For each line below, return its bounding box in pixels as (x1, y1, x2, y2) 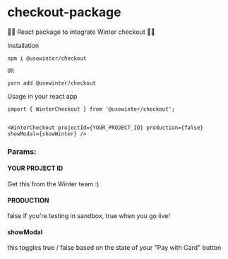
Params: (7, 146, 37, 156)
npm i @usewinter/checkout (7, 54, 87, 62)
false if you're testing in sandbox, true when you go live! (7, 212, 171, 220)
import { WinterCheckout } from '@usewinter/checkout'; (7, 105, 175, 113)
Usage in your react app (7, 92, 78, 100)
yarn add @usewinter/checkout (7, 79, 97, 87)
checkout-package (7, 4, 121, 20)
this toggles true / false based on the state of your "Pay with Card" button (7, 243, 222, 252)
